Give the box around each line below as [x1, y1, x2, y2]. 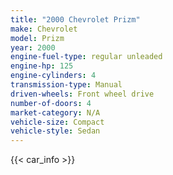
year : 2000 [10, 42, 56, 53]
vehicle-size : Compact [10, 117, 105, 127]
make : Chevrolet [10, 24, 78, 34]
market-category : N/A [10, 107, 101, 118]
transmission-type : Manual [10, 80, 123, 90]
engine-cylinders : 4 [10, 71, 97, 81]
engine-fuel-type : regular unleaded [10, 52, 163, 62]
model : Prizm [10, 33, 65, 43]
